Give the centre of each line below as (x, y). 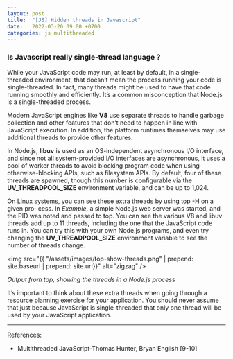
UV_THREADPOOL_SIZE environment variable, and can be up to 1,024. (108, 187)
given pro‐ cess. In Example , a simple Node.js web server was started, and (114, 208)
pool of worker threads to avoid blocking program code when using (103, 165)
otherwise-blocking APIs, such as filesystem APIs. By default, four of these (114, 173)
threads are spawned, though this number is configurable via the (100, 180)
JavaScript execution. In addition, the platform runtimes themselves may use (116, 130)
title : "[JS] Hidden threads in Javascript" (74, 20)
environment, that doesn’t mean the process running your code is (128, 80)
